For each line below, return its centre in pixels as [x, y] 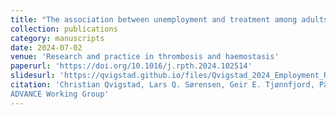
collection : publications [64, 29]
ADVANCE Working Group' [60, 94]
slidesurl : [33, 76]
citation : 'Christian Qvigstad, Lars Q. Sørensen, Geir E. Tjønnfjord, [162, 85]
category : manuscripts [57, 38]
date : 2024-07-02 [46, 47]
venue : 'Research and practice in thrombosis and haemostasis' [145, 57]
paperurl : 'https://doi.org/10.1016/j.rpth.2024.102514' [131, 66]
